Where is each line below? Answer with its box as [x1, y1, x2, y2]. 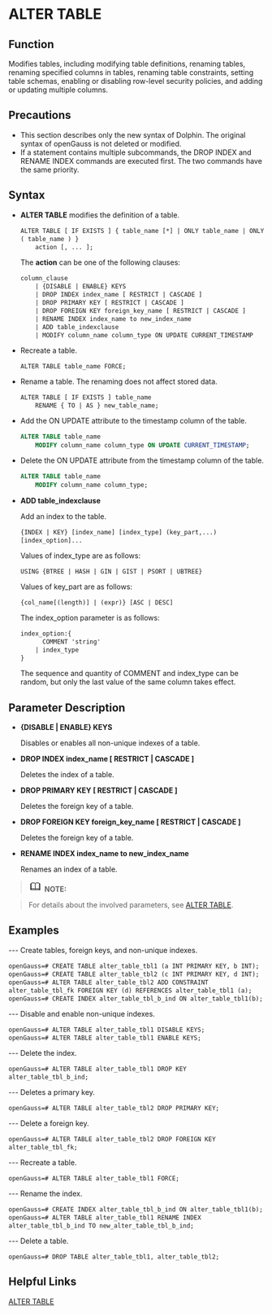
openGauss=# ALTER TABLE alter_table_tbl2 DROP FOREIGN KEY [8, 1135, 217, 1143]
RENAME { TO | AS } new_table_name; [35, 401, 159, 410]
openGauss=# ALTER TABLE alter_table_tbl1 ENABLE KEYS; [8, 1034, 201, 1042]
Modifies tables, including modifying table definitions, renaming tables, [8, 59, 246, 68]
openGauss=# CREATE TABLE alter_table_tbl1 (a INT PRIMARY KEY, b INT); [8, 962, 260, 970]
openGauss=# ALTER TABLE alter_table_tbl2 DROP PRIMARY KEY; [8, 1104, 220, 1112]
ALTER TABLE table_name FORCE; [19, 362, 127, 371]
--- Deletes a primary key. [8, 1087, 96, 1096]
